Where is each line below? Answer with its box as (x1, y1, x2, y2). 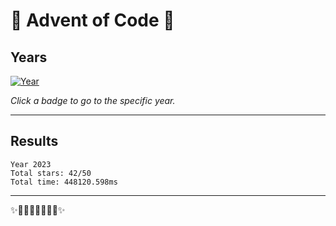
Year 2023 (10, 159, 52, 169)
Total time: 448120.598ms (10, 177, 118, 187)
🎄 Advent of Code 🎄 (10, 9, 175, 32)
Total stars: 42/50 (10, 168, 92, 178)
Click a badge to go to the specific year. (10, 95, 176, 106)
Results (10, 133, 59, 150)
